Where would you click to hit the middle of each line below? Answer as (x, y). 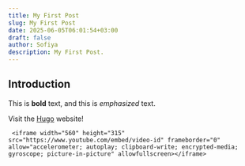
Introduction (40, 84)
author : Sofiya (33, 45)
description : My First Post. (56, 52)
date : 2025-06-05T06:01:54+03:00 (63, 30)
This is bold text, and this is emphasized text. (82, 103)
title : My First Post (44, 15)
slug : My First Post (42, 23)
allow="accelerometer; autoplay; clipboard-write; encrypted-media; (123, 147)
